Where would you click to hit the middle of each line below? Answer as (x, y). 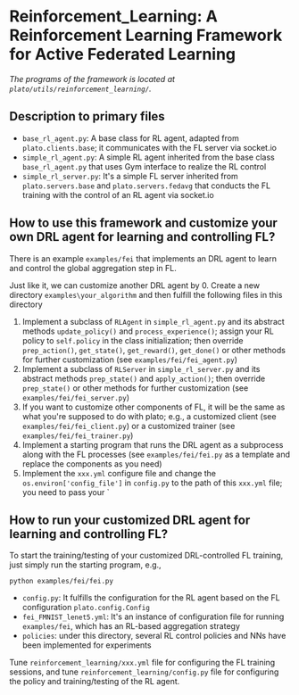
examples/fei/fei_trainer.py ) (78, 435)
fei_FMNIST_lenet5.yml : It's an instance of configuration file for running (153, 616)
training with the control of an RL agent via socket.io (118, 194)
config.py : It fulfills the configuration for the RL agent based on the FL (151, 598)
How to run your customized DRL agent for (130, 520)
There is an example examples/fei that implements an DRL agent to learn (143, 258)
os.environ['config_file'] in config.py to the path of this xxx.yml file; (152, 483)
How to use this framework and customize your (144, 223)
